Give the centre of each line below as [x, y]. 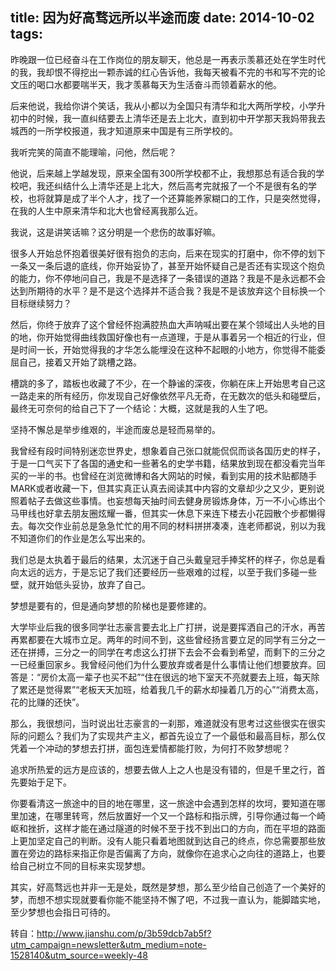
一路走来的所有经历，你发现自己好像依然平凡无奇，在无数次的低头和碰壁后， [168, 395]
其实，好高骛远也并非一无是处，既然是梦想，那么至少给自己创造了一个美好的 [168, 887]
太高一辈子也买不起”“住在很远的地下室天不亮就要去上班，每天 [185, 677]
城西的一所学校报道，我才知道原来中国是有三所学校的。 [124, 130]
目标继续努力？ [41, 303]
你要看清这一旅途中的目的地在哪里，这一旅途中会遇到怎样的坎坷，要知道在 [163, 803]
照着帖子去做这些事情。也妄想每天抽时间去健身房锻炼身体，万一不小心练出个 [168, 500]
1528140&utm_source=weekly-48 [79, 955]
